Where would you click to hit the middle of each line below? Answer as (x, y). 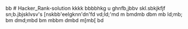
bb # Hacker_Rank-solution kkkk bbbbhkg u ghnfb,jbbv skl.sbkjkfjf (86, 8)
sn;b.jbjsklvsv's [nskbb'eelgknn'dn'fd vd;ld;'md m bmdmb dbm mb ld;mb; (94, 14)
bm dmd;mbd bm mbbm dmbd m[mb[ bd (55, 20)
